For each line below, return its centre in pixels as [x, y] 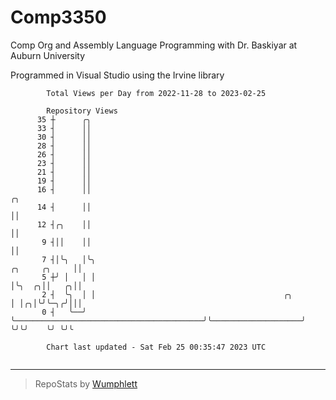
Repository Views [82, 111]
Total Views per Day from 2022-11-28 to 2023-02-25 [156, 93]
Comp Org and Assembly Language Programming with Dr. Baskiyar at [154, 45]
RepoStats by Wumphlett [86, 383]
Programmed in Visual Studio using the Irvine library [117, 75]
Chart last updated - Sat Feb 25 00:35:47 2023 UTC [156, 347]
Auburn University [48, 55]
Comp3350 [58, 17]
